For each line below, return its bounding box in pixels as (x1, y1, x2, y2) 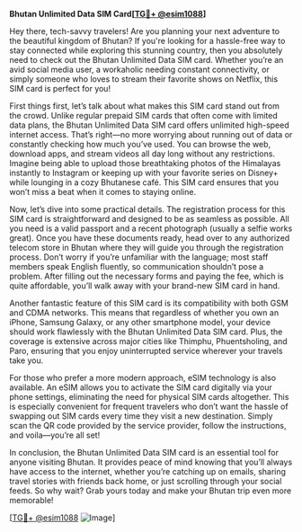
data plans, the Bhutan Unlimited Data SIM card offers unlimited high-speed (9, 120, 289, 130)
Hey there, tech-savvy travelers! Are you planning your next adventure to (9, 26, 280, 36)
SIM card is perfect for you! (9, 84, 111, 93)
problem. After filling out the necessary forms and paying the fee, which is (9, 270, 285, 281)
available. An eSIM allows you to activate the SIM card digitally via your (9, 382, 272, 393)
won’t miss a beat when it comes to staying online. (9, 187, 196, 197)
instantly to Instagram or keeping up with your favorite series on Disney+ (9, 167, 279, 178)
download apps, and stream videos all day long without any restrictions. (9, 148, 276, 159)
